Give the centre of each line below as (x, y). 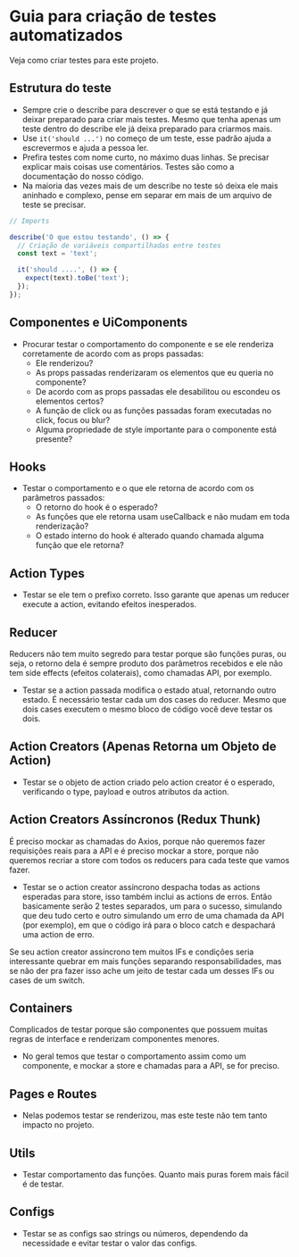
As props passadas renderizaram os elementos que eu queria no (154, 372)
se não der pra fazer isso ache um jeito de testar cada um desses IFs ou (142, 970)
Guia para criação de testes (113, 17)
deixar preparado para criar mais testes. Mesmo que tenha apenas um (151, 119)
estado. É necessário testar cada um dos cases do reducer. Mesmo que (154, 699)
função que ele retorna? (80, 545)
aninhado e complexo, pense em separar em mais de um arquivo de (147, 195)
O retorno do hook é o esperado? (96, 507)
